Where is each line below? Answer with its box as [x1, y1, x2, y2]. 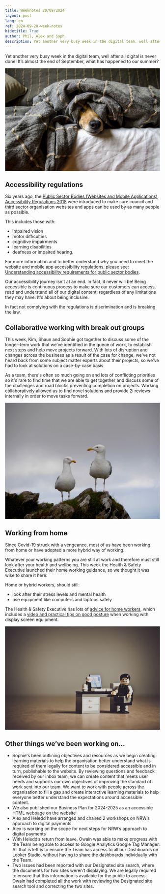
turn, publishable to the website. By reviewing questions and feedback [12, 768, 155, 774]
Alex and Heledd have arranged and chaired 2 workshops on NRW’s [12, 815, 150, 821]
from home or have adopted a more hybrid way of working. [5, 547, 125, 553]
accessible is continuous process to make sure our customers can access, [5, 284, 156, 290]
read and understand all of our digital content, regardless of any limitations [5, 289, 156, 295]
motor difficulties [12, 234, 47, 240]
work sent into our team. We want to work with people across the [12, 784, 144, 790]
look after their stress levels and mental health [12, 591, 106, 597]
